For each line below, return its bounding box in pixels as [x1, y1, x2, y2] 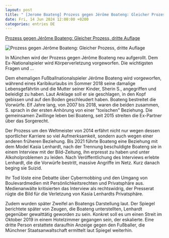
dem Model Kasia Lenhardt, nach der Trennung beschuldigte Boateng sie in [5, 144, 162, 150]
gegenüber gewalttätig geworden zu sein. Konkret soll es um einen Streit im [5, 211, 162, 217]
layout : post [5, 7, 33, 13]
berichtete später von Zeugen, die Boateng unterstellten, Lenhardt [5, 206, 142, 212]
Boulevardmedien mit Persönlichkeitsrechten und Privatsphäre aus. [5, 180, 144, 186]
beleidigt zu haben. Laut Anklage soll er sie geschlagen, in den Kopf [5, 91, 146, 97]
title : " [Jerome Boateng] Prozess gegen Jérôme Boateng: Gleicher [5, 12, 150, 17]
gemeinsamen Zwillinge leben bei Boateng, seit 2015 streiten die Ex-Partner [5, 113, 162, 119]
